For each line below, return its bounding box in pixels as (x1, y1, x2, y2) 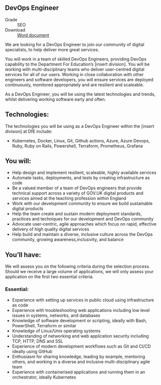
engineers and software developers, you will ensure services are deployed (5, 77, 154, 82)
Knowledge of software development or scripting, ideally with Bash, (12, 317, 147, 323)
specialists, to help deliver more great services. (5, 46, 99, 52)
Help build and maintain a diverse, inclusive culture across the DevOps (12, 231, 153, 237)
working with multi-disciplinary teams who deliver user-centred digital (5, 66, 145, 72)
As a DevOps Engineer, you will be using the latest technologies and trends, (5, 91, 156, 97)
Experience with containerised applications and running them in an (12, 369, 146, 375)
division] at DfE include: (5, 128, 52, 134)
